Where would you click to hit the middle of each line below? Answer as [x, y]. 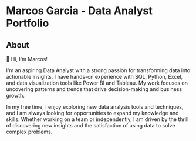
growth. [16, 95]
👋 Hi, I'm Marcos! [27, 59]
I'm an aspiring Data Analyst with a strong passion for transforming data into [98, 70]
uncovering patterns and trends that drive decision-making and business [94, 89]
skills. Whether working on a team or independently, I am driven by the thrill [97, 119]
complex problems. [29, 132]
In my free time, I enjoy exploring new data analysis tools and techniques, [95, 107]
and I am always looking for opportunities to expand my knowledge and [92, 113]
